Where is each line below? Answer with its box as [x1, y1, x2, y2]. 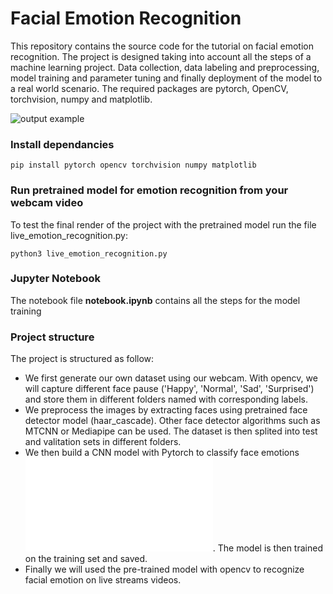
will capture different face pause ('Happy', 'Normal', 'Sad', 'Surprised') [24, 383, 315, 395]
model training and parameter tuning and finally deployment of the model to [10, 72, 323, 84]
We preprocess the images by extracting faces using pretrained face [24, 404, 308, 416]
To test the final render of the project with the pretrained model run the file [10, 218, 317, 231]
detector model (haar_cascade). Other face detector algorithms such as [24, 415, 321, 427]
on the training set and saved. [24, 553, 148, 565]
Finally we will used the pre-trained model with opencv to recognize [24, 563, 305, 576]
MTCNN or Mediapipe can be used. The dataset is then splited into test [24, 425, 318, 437]
